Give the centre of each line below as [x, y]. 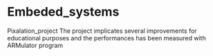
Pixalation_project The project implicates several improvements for [102, 31]
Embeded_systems [63, 12]
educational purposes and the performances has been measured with [106, 38]
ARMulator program [35, 45]
